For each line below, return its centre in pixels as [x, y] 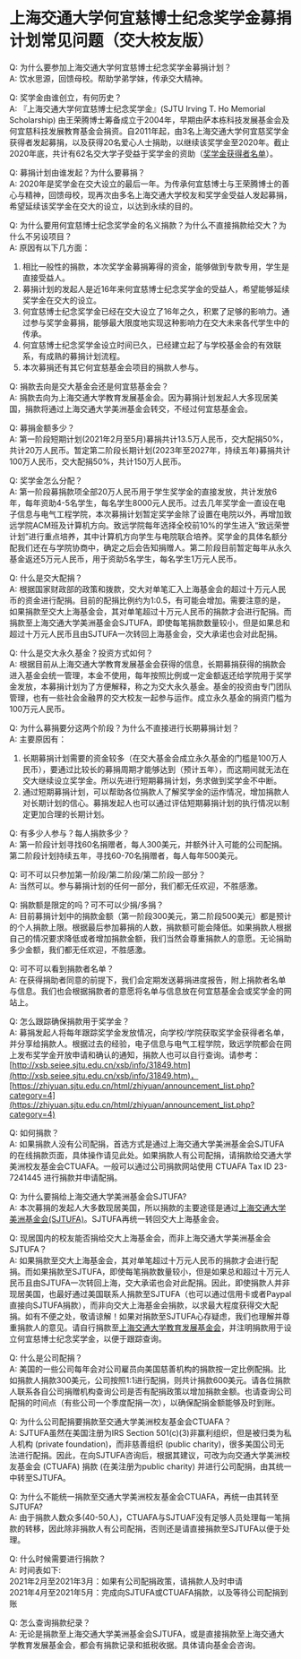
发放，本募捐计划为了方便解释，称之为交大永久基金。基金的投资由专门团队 [154, 686]
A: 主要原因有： [38, 739]
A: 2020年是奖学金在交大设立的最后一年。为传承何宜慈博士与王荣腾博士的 [146, 184]
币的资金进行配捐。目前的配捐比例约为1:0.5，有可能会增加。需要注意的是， [147, 600]
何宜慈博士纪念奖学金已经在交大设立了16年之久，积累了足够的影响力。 [152, 311]
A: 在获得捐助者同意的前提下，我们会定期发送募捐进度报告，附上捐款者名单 [148, 980]
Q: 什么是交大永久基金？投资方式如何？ [82, 653]
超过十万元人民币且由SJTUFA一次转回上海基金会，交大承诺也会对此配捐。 [146, 633]
